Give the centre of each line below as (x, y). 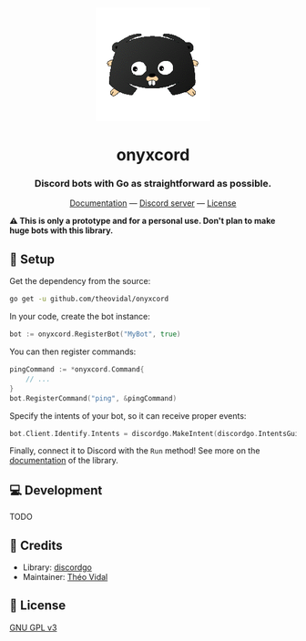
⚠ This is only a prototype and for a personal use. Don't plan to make (143, 221)
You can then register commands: (73, 351)
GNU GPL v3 (33, 627)
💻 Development (56, 490)
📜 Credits (36, 545)
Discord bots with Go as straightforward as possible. (153, 184)
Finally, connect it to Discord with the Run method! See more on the (135, 451)
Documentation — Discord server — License (153, 203)
